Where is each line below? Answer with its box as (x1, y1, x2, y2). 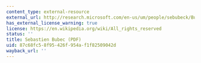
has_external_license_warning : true (6, 20, 98, 26)
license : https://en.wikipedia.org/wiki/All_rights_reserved (6, 25, 162, 32)
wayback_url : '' (6, 48, 47, 54)
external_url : (6, 14, 42, 20)
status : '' (6, 31, 33, 37)
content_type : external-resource (6, 8, 90, 15)
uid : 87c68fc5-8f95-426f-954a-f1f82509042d (6, 43, 117, 49)
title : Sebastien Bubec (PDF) (6, 37, 82, 43)
